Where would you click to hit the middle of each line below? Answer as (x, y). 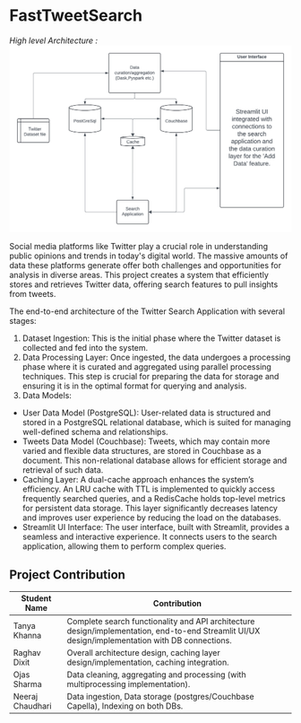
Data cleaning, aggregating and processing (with (156, 675)
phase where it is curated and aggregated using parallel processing (146, 367)
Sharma (27, 684)
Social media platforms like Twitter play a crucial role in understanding (139, 247)
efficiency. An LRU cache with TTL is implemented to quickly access (149, 489)
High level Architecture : (54, 40)
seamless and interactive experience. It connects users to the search (150, 537)
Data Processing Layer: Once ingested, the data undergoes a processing (156, 357)
